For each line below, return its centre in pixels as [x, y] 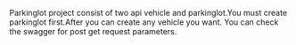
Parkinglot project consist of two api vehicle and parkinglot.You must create [148, 13]
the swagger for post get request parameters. [93, 31]
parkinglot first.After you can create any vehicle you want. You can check [144, 22]
